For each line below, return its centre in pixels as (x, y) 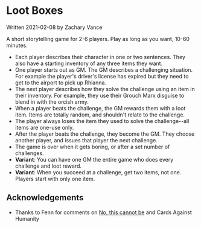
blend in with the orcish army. (52, 102)
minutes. (17, 45)
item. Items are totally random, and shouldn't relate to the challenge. (100, 115)
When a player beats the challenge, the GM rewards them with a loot (100, 108)
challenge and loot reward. (48, 166)
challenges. (29, 153)
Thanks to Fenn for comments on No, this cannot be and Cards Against (103, 212)
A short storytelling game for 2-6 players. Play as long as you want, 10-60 (98, 39)
